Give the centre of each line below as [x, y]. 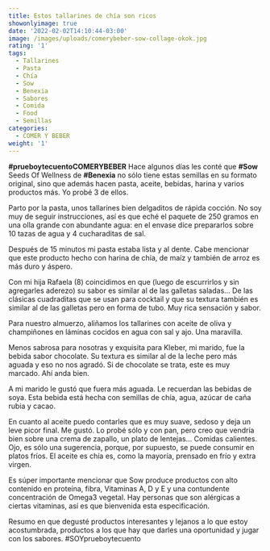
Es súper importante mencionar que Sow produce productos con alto [123, 480]
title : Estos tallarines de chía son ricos [83, 16]
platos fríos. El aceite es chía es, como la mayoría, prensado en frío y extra [132, 456]
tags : [17, 53]
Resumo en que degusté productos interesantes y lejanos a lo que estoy [128, 521]
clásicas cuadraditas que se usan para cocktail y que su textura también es [133, 298]
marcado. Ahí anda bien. [49, 373]
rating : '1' [28, 46]
